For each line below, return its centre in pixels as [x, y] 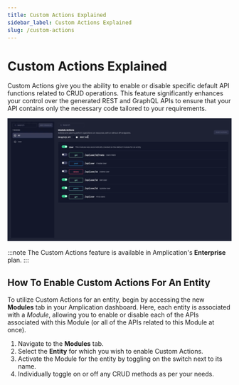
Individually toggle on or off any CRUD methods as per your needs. [116, 374]
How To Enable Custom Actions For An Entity [109, 282]
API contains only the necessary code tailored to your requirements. [107, 109]
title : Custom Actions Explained [57, 15]
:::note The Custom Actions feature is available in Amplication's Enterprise [117, 253]
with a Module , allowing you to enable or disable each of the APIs [103, 315]
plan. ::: [18, 260]
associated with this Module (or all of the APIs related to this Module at [111, 322]
